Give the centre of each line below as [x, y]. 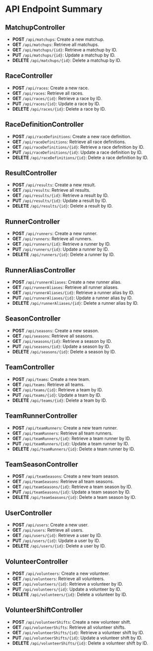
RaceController [29, 76]
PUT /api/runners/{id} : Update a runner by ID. [60, 249]
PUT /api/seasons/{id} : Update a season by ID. [61, 346]
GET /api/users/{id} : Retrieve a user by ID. [57, 536]
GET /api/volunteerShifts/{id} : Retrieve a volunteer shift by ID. [78, 632]
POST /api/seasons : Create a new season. [55, 330]
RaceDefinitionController [45, 125]
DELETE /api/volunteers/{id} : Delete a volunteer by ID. [70, 594]
